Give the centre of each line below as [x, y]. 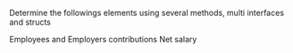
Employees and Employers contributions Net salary [103, 39]
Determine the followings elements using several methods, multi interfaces [146, 13]
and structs [30, 22]
